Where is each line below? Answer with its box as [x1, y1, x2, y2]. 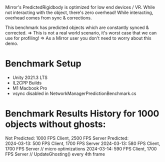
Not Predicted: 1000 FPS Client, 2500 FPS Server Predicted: [5, 135, 129, 141]
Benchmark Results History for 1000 [5, 108, 159, 119]
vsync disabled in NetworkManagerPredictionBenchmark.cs [12, 90, 136, 96]
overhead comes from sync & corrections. [5, 15, 92, 20]
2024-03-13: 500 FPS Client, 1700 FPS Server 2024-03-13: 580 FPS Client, [5, 140, 160, 146]
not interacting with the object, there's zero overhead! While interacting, [5, 9, 153, 15]
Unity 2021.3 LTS [12, 74, 47, 80]
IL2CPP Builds [12, 79, 42, 85]
